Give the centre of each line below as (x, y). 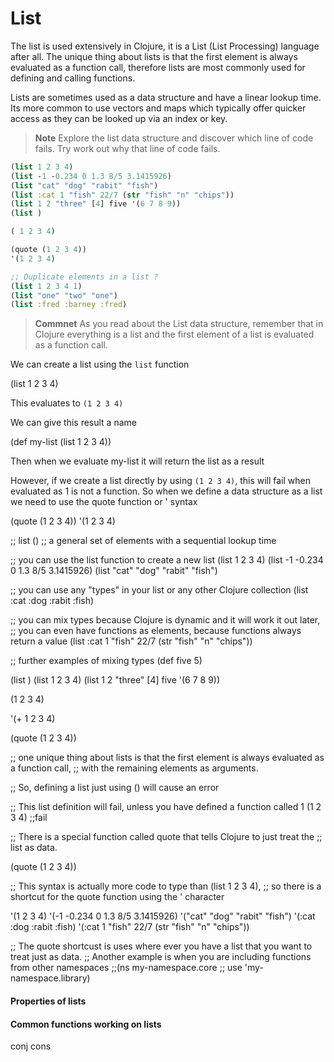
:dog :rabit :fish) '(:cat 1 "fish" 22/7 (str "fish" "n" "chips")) (130, 927)
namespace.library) (50, 978)
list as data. (34, 848)
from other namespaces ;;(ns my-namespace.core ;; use (126, 968)
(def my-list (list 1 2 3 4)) (61, 442)
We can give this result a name (73, 423)
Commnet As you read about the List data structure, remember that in (179, 324)
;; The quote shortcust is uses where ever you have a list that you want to (161, 946)
